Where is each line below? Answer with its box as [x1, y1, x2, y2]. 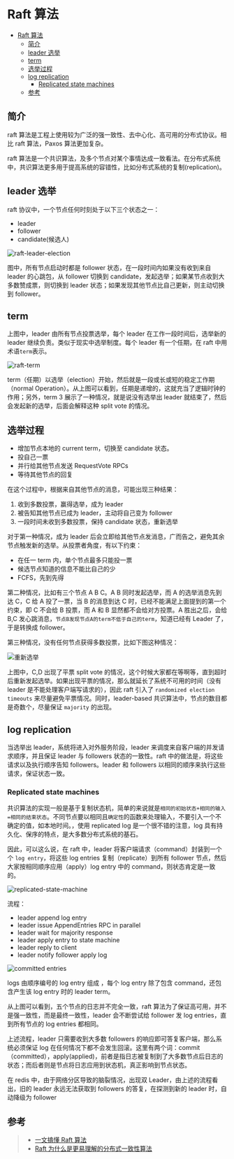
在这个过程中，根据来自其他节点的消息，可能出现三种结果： [7, 485, 179, 494]
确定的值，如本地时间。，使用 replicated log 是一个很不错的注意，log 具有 [7, 821, 217, 830]
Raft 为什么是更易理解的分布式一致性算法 [34, 1144, 152, 1153]
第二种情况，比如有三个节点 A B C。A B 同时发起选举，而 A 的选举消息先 [7, 588, 217, 597]
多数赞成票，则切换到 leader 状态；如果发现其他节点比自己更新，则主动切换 [7, 280, 225, 289]
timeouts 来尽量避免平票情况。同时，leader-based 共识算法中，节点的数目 [7, 694, 221, 703]
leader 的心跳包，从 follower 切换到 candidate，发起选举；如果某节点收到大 [7, 272, 225, 280]
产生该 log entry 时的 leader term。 [13, 988, 115, 996]
